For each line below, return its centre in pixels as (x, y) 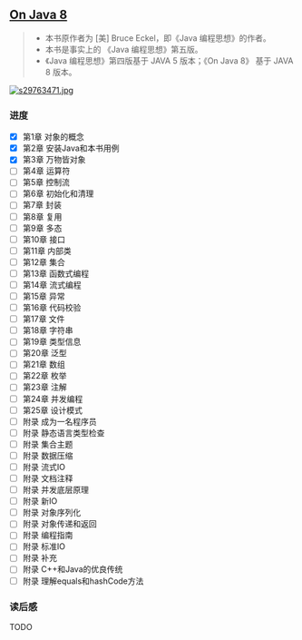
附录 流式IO (44, 467)
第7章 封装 (42, 205)
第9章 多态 (42, 228)
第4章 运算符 (46, 171)
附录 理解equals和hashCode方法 (83, 581)
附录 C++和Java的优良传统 (73, 569)
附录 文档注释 (48, 478)
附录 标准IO (44, 546)
